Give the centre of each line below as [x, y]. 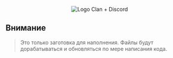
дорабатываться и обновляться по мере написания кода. [94, 48]
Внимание [26, 28]
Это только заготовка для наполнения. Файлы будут [87, 42]
